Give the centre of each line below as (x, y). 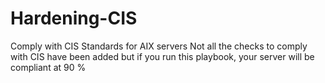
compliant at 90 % (48, 67)
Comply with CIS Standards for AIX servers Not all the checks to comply (159, 46)
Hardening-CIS (74, 18)
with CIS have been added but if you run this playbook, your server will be (162, 56)
